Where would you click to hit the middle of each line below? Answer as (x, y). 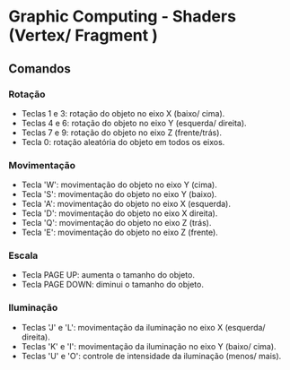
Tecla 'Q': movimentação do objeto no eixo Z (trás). (116, 223)
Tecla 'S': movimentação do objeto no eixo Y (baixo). (119, 194)
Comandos (40, 69)
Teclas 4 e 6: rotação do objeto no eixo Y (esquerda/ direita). (134, 123)
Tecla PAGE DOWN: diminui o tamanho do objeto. (112, 285)
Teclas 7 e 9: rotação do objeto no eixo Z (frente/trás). (121, 133)
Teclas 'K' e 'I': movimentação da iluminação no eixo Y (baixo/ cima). (149, 346)
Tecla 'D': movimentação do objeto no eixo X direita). (119, 213)
